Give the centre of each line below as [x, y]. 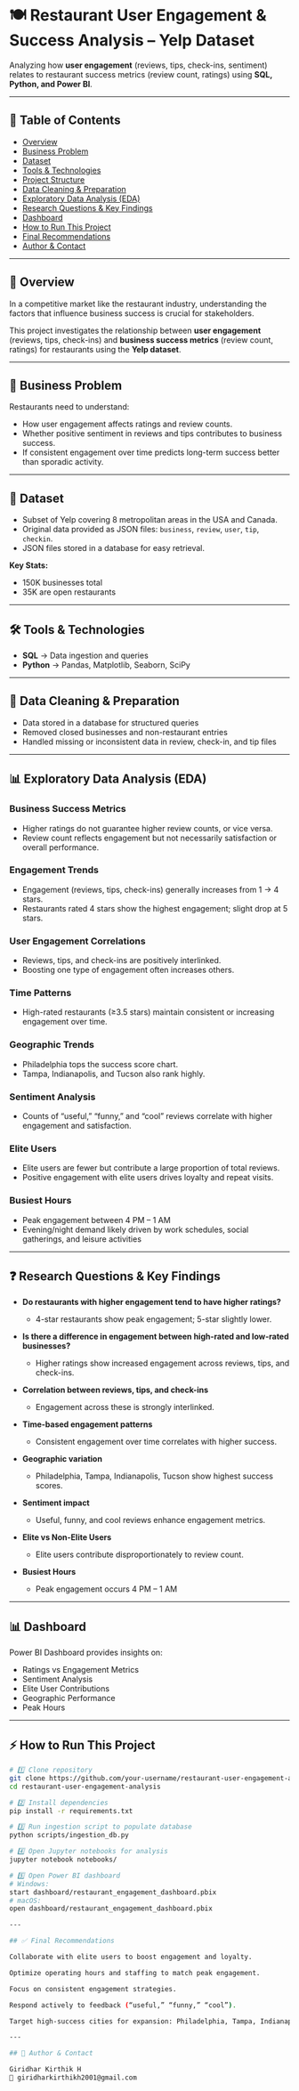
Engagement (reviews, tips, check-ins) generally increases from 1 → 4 [150, 889]
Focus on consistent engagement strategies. [93, 1989]
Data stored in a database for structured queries [110, 722]
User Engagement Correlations [77, 941]
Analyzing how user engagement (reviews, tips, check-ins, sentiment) [138, 65]
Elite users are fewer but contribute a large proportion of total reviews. [151, 1168]
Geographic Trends [52, 1045]
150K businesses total [62, 583]
